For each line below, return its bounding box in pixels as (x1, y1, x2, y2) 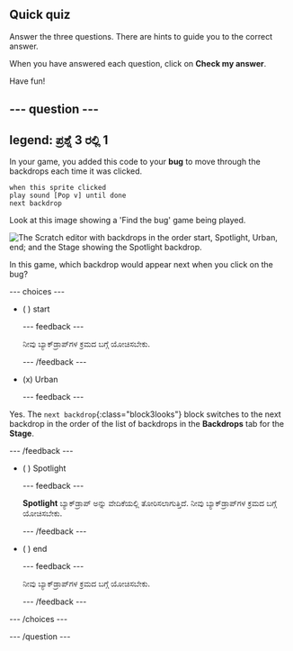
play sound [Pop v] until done (9, 191, 127, 201)
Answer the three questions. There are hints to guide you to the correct (9, 31, 273, 41)
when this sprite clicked (9, 184, 106, 193)
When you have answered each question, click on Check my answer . (9, 58, 267, 68)
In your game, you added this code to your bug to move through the (9, 157, 261, 167)
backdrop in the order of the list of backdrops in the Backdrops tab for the (9, 419, 285, 429)
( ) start (22, 303, 50, 314)
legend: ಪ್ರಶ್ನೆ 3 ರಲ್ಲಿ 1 (9, 132, 109, 148)
